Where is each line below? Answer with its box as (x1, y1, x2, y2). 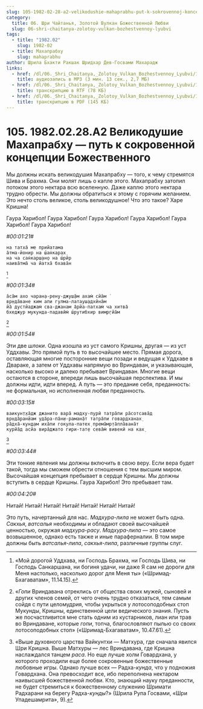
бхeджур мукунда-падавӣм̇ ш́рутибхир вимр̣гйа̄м (6, 309, 120, 315)
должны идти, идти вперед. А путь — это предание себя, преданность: (6, 381, 191, 388)
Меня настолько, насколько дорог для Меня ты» (14, 569, 141, 577)
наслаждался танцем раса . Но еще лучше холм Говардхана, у (14, 651, 177, 658)
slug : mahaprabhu (17, 54, 61, 60)
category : (6, 15, 31, 21)
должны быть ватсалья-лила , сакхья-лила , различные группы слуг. (6, 539, 183, 546)
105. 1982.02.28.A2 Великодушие (6, 125, 184, 139)
